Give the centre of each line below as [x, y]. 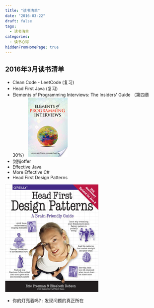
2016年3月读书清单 [35, 69]
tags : [11, 26]
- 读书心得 [19, 42]
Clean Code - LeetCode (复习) [43, 82]
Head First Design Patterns [40, 177]
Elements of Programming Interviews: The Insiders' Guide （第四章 [81, 95]
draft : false [19, 21]
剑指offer [22, 161]
